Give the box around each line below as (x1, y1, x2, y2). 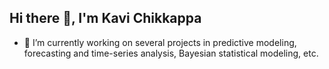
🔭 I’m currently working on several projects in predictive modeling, (23, 36, 297, 48)
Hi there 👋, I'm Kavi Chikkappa (9, 10, 202, 27)
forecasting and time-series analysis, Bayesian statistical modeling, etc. (23, 47, 319, 59)
